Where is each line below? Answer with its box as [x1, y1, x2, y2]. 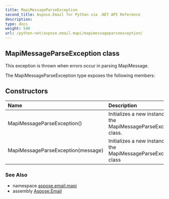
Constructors [5, 87, 48, 95]
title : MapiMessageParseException [5, 7, 78, 13]
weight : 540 [5, 26, 30, 31]
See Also [5, 171, 28, 178]
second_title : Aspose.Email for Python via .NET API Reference [5, 12, 141, 17]
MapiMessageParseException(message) [8, 147, 104, 154]
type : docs [5, 21, 28, 27]
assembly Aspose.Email [12, 188, 62, 194]
